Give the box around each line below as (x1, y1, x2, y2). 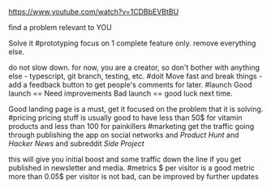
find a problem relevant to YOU (8, 23, 112, 32)
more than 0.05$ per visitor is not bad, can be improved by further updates (8, 172, 260, 181)
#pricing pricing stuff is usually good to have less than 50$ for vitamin (8, 113, 243, 122)
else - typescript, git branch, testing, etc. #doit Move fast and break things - (8, 71, 263, 80)
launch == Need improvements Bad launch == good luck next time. (8, 88, 233, 98)
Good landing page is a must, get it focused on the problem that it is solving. (8, 105, 264, 114)
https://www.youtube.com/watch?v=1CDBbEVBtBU (8, 7, 179, 16)
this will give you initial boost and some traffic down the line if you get (8, 154, 242, 164)
